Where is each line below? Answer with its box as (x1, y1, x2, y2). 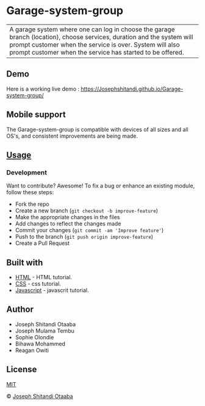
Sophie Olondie (15, 333, 54, 340)
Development (6, 168, 48, 176)
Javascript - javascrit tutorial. (15, 287, 89, 294)
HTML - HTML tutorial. (15, 274, 72, 281)
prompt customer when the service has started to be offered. (9, 48, 184, 56)
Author (6, 304, 34, 315)
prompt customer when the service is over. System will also (9, 40, 180, 49)
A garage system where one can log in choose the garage (9, 25, 175, 34)
